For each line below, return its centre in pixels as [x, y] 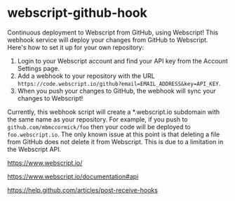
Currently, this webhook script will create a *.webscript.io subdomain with [114, 112]
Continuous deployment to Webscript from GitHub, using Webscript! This [113, 32]
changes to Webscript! [50, 98]
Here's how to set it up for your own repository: [76, 47]
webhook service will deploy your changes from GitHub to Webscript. [108, 39]
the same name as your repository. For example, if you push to [98, 119]
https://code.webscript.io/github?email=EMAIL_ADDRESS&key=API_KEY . [119, 83]
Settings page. [39, 68]
